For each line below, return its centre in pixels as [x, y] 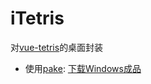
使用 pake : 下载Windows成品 [83, 68]
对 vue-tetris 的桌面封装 [57, 47]
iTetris [37, 18]
